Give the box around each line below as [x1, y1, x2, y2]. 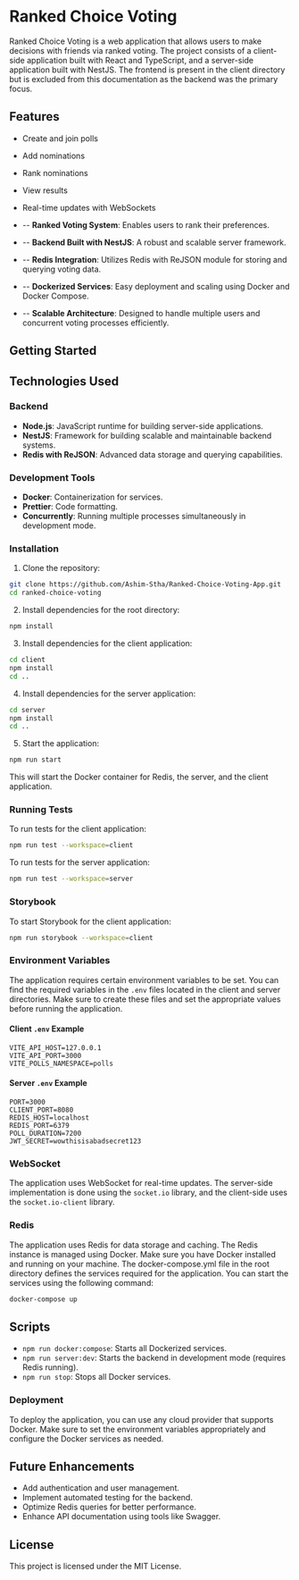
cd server [9, 705, 46, 714]
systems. [21, 440, 56, 450]
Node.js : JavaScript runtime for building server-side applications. [21, 420, 263, 431]
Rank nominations [21, 167, 88, 178]
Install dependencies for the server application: [21, 688, 196, 699]
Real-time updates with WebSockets [21, 202, 156, 213]
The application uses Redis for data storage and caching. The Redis [9, 1240, 259, 1250]
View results [21, 185, 69, 196]
